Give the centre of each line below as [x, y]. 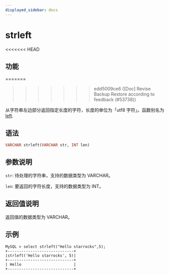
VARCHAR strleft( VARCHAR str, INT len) [48, 145]
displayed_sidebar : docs [32, 10]
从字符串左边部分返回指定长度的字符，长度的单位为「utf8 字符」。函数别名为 [85, 110]
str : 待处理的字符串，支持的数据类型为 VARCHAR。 [59, 175]
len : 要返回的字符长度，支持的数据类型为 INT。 [54, 186]
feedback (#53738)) [115, 100]
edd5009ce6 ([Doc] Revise [122, 89]
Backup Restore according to [124, 94]
